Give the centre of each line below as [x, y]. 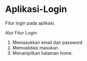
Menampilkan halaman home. [43, 53]
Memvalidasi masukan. [36, 47]
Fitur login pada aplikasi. [30, 23]
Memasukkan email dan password [47, 42]
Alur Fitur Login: [22, 32]
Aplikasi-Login [36, 9]
